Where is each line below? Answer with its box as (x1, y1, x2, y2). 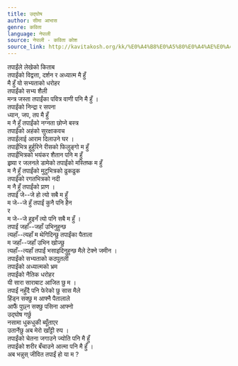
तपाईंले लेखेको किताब (7, 63, 55, 71)
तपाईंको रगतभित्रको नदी (7, 174, 60, 183)
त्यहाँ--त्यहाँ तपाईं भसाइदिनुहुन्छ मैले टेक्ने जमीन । (7, 246, 118, 255)
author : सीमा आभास (7, 17, 58, 24)
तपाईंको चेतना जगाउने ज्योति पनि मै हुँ (7, 334, 91, 343)
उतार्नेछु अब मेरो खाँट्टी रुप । (7, 326, 69, 334)
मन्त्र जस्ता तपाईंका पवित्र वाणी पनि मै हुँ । (7, 95, 99, 103)
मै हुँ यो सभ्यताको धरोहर (7, 79, 60, 87)
